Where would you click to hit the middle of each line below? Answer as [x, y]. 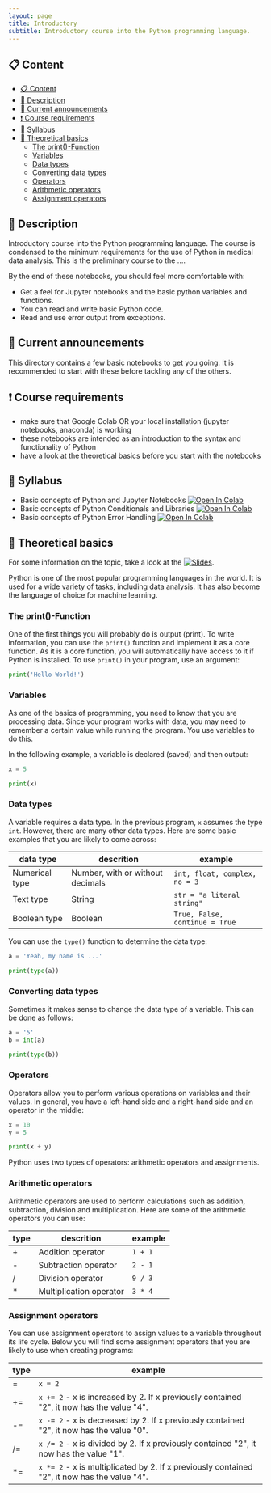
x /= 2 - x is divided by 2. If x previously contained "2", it [147, 1443]
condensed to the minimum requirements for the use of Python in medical [131, 252]
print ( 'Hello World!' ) [46, 675]
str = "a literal [207, 895]
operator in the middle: [46, 1110]
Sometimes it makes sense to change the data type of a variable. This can [131, 1009]
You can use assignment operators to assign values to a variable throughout [135, 1333]
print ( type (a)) [34, 971]
